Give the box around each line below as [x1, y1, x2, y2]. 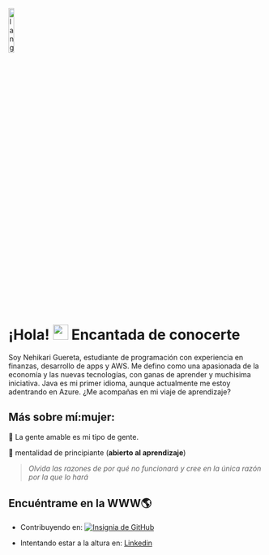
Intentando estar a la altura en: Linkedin [19, 538, 152, 548]
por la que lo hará [28, 471, 89, 482]
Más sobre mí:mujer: [8, 411, 115, 424]
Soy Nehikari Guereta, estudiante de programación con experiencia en [8, 352, 244, 362]
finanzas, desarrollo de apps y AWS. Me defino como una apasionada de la [8, 361, 259, 371]
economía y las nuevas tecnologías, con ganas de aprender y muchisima [8, 369, 251, 379]
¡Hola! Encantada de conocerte [8, 325, 241, 344]
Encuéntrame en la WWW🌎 [8, 497, 152, 510]
